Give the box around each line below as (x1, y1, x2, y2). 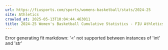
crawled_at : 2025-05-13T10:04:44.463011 (5, 16, 91, 21)
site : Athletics (5, 12, 39, 17)
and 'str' (5, 40, 22, 46)
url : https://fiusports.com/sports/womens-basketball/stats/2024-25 (5, 7, 151, 12)
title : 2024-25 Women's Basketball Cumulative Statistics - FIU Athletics (5, 21, 164, 26)
